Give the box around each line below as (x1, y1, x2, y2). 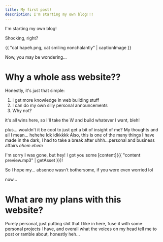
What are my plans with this (5, 194, 122, 205)
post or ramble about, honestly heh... (5, 231, 80, 237)
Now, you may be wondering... (5, 54, 67, 60)
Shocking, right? (5, 35, 38, 41)
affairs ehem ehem (5, 143, 43, 149)
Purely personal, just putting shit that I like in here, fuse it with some (5, 221, 143, 227)
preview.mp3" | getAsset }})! (5, 158, 63, 163)
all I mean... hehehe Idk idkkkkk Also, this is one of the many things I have (5, 132, 155, 138)
